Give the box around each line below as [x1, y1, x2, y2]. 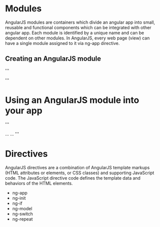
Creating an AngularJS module [5, 55, 101, 63]
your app [5, 105, 43, 116]
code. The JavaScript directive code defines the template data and [5, 175, 141, 181]
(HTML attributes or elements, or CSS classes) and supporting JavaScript [5, 170, 155, 176]
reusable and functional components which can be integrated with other [5, 24, 152, 30]
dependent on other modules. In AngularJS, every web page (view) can [5, 35, 150, 41]
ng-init [12, 195, 26, 201]
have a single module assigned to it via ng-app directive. [5, 40, 120, 46]
